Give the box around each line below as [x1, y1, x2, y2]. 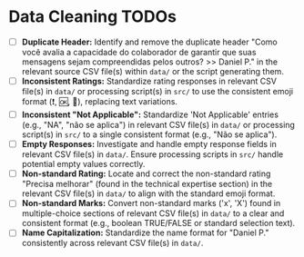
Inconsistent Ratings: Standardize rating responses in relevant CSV [21, 75, 277, 86]
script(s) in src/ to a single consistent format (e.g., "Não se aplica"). [21, 129, 278, 140]
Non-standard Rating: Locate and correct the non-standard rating [21, 168, 271, 179]
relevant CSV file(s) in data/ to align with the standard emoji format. [21, 188, 276, 199]
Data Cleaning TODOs [8, 6, 177, 27]
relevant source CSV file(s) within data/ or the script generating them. [21, 66, 284, 76]
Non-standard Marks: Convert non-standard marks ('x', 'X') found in [21, 198, 281, 209]
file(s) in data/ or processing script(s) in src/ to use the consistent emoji [21, 86, 293, 97]
